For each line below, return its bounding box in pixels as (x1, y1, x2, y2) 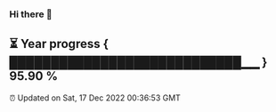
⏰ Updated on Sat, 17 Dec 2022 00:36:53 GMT (9, 92, 181, 103)
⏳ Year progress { (9, 36, 110, 52)
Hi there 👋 (9, 8, 53, 20)
